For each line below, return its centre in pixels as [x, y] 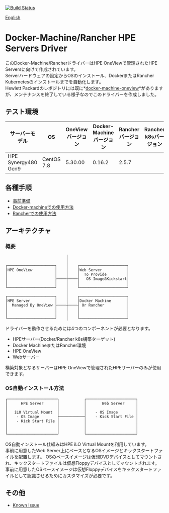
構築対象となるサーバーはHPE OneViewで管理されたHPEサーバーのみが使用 [83, 368]
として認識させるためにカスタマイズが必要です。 [64, 475]
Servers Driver [36, 48]
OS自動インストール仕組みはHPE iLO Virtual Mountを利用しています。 [77, 444]
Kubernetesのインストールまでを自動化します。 [55, 82]
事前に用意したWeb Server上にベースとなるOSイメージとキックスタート [80, 450]
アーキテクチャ [28, 230]
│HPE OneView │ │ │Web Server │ [67, 270]
